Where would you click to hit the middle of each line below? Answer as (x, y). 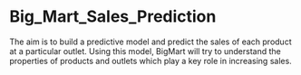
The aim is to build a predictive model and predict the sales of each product (150, 42)
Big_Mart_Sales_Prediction (113, 17)
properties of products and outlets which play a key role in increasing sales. (150, 61)
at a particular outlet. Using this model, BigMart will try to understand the (145, 51)
